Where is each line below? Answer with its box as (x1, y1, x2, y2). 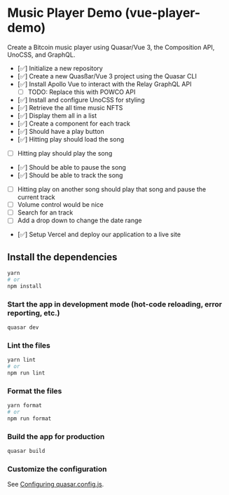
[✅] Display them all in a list (17, 111, 97, 120)
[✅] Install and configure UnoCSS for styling (17, 96, 145, 104)
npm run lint (7, 369, 46, 377)
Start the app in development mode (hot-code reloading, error (7, 299, 223, 309)
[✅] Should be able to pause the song (17, 163, 126, 172)
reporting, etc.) (7, 308, 60, 318)
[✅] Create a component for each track (17, 119, 131, 128)
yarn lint (7, 356, 36, 364)
